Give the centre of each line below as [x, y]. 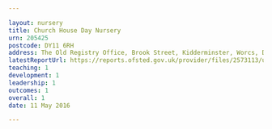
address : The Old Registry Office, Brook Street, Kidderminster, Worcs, [134, 53]
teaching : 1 [28, 68]
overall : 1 [27, 98]
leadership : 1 [32, 83]
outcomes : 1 [28, 90]
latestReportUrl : [38, 60]
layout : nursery [36, 23]
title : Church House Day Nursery [65, 30]
